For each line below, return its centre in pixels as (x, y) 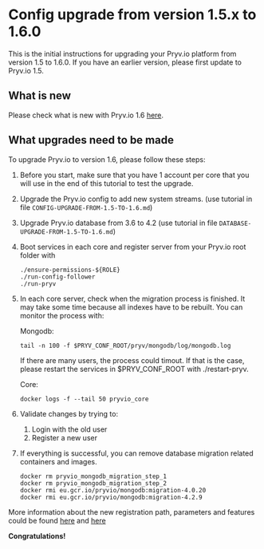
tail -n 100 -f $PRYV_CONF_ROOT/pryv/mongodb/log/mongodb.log (125, 346)
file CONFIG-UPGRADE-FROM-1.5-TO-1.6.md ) (86, 207)
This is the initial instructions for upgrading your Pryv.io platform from (122, 53)
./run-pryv (38, 284)
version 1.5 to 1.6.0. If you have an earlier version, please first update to (125, 62)
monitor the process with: (62, 315)
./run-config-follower (57, 277)
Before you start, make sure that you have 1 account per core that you (134, 175)
